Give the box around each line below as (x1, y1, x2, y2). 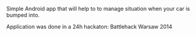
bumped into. (6, 11, 40, 19)
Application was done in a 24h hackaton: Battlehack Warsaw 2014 (6, 23, 173, 30)
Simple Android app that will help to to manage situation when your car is (6, 5, 191, 12)
